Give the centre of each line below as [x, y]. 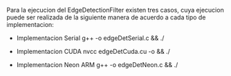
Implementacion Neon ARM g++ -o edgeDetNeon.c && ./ [97, 65]
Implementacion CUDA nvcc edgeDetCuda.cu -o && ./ [93, 51]
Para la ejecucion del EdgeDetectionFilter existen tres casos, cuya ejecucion [115, 10]
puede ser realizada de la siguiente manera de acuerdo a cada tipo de [106, 17]
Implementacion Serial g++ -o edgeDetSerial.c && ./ [90, 38]
